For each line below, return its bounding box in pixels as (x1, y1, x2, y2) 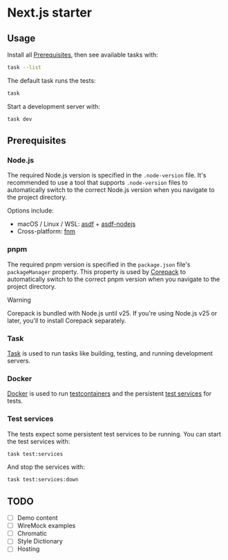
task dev (7, 115, 32, 122)
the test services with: (7, 437, 70, 445)
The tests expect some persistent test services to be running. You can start (7, 429, 221, 438)
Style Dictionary (17, 537, 64, 545)
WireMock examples (17, 521, 76, 530)
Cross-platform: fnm (17, 227, 76, 235)
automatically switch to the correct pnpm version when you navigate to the (7, 275, 220, 283)
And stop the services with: (7, 463, 85, 471)
